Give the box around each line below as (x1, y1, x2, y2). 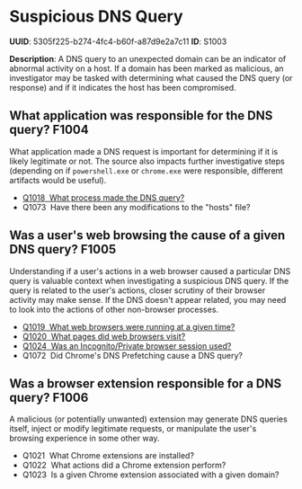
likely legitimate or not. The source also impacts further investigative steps (9, 156, 285, 166)
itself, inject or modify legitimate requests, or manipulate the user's (9, 423, 257, 434)
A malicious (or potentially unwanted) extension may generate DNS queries (9, 413, 288, 424)
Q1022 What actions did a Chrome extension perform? (22, 460, 226, 471)
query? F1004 (9, 122, 89, 138)
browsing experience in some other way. (9, 433, 160, 444)
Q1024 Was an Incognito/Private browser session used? (22, 340, 232, 351)
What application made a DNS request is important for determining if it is (9, 146, 279, 156)
